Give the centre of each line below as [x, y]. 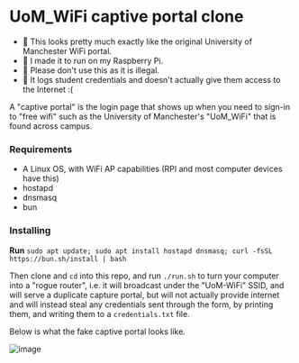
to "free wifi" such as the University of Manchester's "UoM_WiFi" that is [143, 116]
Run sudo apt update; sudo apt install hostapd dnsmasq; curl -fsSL [141, 250]
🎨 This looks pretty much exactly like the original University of [137, 41]
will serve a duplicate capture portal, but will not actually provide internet [145, 295]
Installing [30, 231]
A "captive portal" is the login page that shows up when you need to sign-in [150, 106]
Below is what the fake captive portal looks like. [98, 331]
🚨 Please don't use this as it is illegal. [91, 70]
